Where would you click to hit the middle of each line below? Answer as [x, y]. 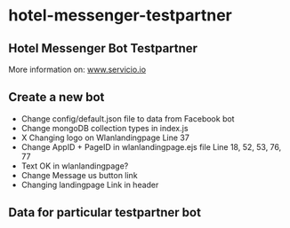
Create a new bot [56, 97]
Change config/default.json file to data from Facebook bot [128, 118]
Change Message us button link [80, 175]
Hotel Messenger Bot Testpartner [103, 48]
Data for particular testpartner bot [105, 212]
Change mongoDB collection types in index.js [105, 128]
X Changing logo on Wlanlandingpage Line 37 [105, 138]
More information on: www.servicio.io [77, 69]
